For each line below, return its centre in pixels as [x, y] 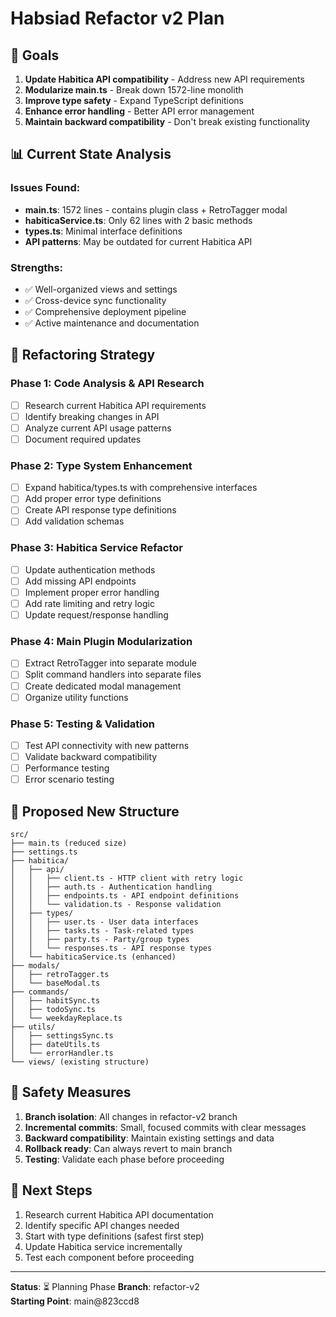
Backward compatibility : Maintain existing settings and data [149, 1138]
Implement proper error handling [92, 592]
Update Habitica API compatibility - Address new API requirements [164, 79]
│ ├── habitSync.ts [55, 1000]
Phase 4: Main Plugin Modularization [101, 641]
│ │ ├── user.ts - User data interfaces [104, 922]
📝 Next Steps [51, 1190]
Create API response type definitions [100, 510]
